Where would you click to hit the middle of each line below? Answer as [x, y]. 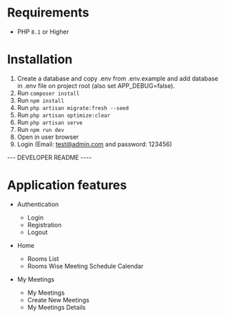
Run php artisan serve [50, 122]
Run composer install [48, 93]
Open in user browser [48, 137]
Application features [67, 185]
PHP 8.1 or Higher [43, 32]
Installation [40, 59]
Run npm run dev [41, 129]
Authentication [38, 204]
